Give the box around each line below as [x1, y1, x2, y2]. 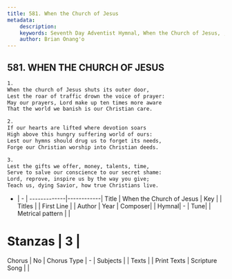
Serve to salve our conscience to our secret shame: [7, 169, 162, 177]
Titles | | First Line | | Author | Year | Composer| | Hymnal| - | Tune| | [17, 202, 211, 210]
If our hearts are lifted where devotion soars [7, 125, 147, 132]
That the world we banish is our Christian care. [7, 105, 153, 113]
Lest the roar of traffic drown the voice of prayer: [7, 93, 166, 100]
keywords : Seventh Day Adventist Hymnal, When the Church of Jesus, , [19, 29, 227, 37]
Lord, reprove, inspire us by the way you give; [7, 176, 150, 183]
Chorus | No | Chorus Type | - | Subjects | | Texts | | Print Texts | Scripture [7, 257, 217, 264]
